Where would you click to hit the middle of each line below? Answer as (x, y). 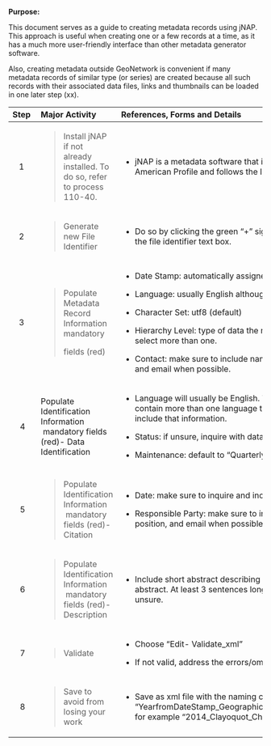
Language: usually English (184, 294)
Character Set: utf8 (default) (188, 312)
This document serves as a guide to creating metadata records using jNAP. (133, 27)
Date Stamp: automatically (184, 276)
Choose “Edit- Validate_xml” (189, 644)
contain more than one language (196, 408)
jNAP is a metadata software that (197, 161)
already (78, 157)
